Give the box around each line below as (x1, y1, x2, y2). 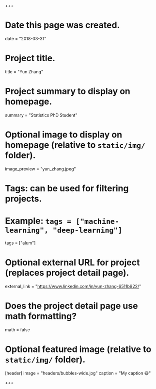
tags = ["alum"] (5, 240, 36, 246)
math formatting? (5, 311, 77, 321)
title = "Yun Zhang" (5, 68, 44, 74)
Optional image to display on (5, 129, 123, 140)
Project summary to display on (5, 86, 131, 97)
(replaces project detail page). (5, 268, 129, 278)
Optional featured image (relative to (5, 343, 152, 355)
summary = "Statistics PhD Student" (5, 112, 78, 118)
